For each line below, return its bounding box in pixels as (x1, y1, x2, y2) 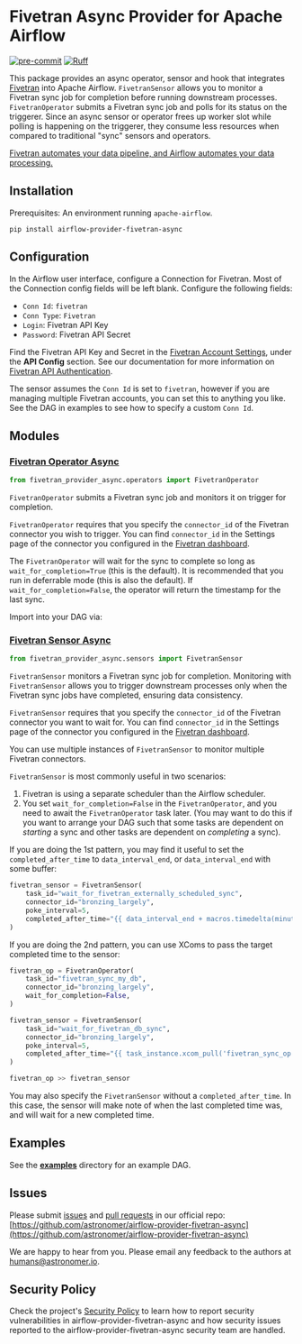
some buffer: (9, 864, 57, 874)
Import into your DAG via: (9, 611, 103, 623)
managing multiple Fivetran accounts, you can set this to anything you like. (9, 392, 286, 403)
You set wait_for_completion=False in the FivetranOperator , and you (22, 798, 277, 809)
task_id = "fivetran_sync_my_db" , (25, 974, 147, 983)
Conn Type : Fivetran (22, 309, 96, 321)
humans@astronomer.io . (9, 1256, 101, 1266)
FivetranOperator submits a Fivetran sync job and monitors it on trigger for (9, 492, 287, 503)
